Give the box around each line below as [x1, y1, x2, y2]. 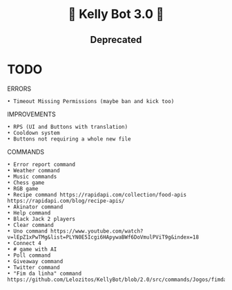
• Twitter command [7, 264, 60, 271]
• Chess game [7, 179, 45, 186]
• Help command [7, 209, 51, 217]
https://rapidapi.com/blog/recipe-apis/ [7, 197, 126, 204]
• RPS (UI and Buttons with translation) [7, 123, 128, 130]
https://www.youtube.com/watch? [50, 228, 144, 235]
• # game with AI [7, 246, 57, 253]
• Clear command [7, 221, 54, 228]
